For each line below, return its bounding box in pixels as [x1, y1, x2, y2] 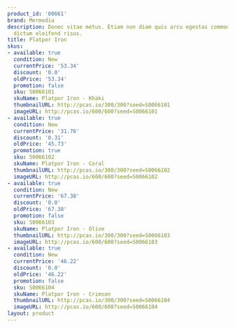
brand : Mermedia [7, 17, 55, 24]
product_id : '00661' [7, 10, 68, 18]
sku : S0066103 [13, 219, 55, 226]
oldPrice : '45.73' [13, 141, 68, 148]
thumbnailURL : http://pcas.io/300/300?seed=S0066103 [13, 232, 171, 239]
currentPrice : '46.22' [13, 258, 80, 265]
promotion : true [13, 147, 61, 154]
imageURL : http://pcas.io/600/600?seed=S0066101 [13, 108, 158, 115]
